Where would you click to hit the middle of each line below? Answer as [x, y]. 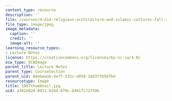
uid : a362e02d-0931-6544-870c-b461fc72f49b [52, 91]
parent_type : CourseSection [35, 72]
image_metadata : [23, 29]
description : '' [23, 15]
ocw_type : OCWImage [26, 62]
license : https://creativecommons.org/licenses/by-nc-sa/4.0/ [73, 57]
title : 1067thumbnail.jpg [33, 86]
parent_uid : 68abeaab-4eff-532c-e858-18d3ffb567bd [60, 77]
